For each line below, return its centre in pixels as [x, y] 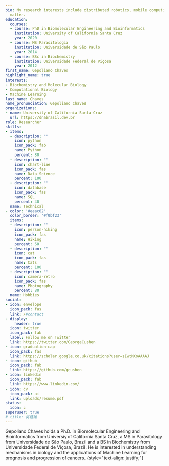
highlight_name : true [28, 75]
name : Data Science [35, 174]
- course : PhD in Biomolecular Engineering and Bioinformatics [77, 29]
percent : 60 [27, 244]
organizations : [21, 108]
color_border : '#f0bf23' [36, 216]
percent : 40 [27, 202]
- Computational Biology [31, 89]
